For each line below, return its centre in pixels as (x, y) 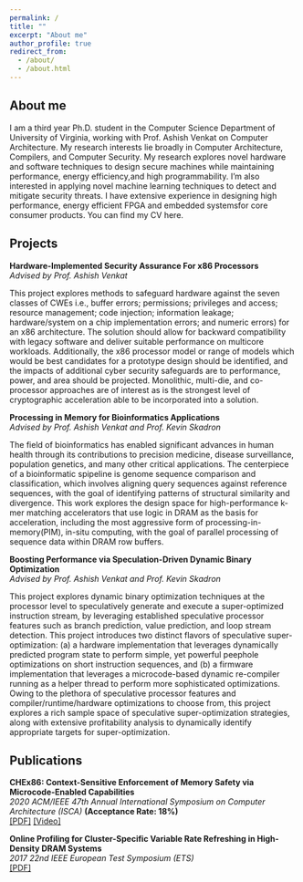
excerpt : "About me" (49, 35)
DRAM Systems (71, 848)
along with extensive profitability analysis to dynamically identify (131, 722)
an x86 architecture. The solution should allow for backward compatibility (148, 332)
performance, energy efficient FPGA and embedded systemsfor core (139, 205)
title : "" (28, 26)
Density (25, 848)
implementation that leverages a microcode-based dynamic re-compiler (145, 674)
